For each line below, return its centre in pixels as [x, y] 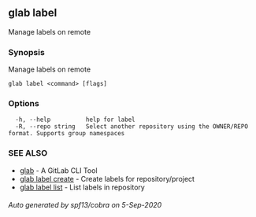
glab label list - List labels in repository [82, 187]
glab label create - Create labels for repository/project [107, 178]
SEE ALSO [28, 153]
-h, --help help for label [75, 120]
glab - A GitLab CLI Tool [58, 170]
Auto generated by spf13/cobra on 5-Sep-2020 [85, 205]
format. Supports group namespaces [67, 134]
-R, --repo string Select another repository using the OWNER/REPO [132, 127]
